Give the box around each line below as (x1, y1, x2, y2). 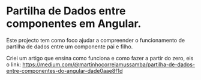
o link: (6, 61, 22, 68)
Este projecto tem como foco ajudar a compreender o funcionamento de (6, 36, 185, 44)
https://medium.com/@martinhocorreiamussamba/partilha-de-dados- (22, 61, 196, 68)
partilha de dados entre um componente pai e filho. (6, 43, 133, 50)
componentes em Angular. (6, 17, 142, 30)
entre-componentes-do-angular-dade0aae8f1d (6, 67, 123, 74)
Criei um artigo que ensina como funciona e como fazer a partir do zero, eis (6, 54, 194, 61)
